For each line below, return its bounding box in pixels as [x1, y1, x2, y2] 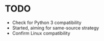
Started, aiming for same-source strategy [12, 24, 99, 30]
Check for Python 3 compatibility [12, 19, 82, 25]
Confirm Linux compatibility [12, 30, 71, 36]
